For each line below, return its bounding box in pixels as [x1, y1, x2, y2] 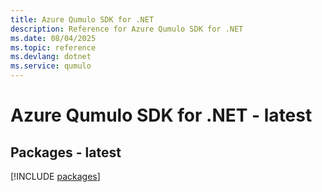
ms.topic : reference [10, 42, 97, 53]
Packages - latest [10, 144, 122, 161]
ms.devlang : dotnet [10, 52, 92, 62]
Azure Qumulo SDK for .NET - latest [10, 104, 313, 127]
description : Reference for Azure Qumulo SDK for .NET [10, 24, 244, 34]
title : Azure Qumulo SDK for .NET [10, 14, 155, 25]
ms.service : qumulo [10, 61, 92, 71]
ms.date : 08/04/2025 [10, 33, 97, 43]
